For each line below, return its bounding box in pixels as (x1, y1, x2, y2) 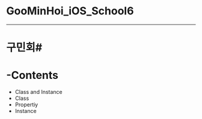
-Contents (6, 69, 59, 82)
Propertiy (14, 101, 38, 108)
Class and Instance (14, 89, 63, 96)
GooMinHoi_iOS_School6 (6, 4, 134, 18)
